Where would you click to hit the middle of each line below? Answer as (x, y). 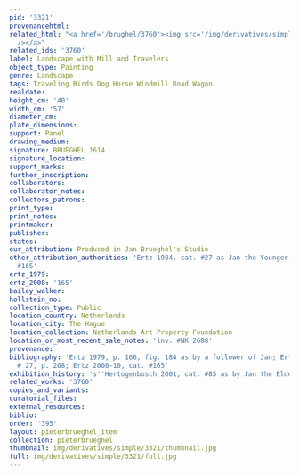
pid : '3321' (31, 17)
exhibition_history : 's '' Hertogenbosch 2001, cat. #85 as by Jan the (141, 374)
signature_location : (48, 158)
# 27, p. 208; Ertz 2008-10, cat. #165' (93, 365)
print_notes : (33, 216)
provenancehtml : (39, 26)
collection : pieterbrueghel (61, 440)
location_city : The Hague (57, 324)
